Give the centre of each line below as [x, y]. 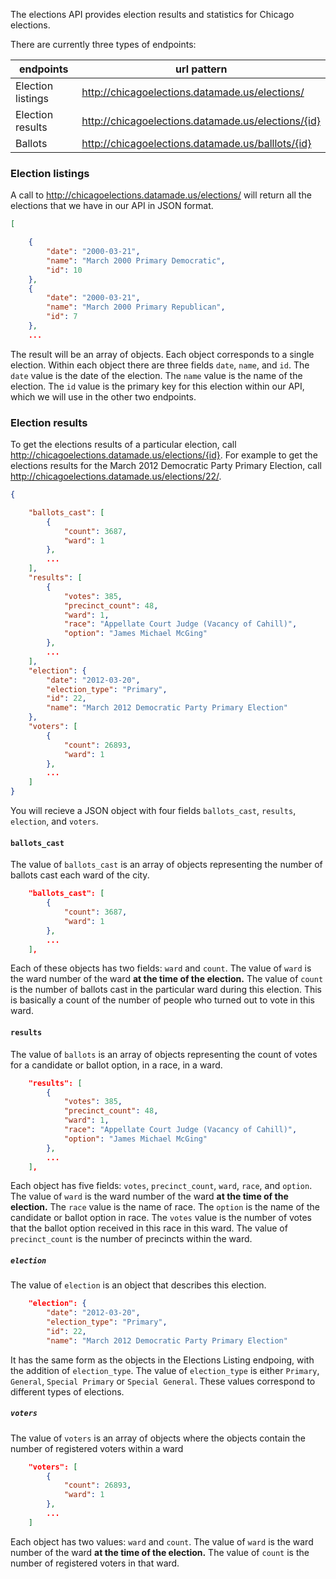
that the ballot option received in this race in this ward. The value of [149, 1228]
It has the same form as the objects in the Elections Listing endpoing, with [162, 1360]
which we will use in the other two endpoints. [103, 396]
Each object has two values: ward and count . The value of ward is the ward [162, 1541]
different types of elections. [67, 1391]
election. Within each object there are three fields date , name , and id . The [160, 365]
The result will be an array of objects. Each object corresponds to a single [162, 354]
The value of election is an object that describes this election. [138, 1285]
